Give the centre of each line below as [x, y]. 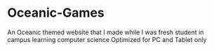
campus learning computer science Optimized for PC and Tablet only [107, 39]
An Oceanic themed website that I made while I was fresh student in [106, 32]
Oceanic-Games [56, 13]
